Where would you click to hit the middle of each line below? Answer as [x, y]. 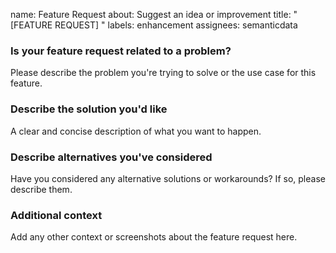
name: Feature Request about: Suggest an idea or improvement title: [151, 14]
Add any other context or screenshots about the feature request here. [154, 237]
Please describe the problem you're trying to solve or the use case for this [163, 73]
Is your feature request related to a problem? [121, 51]
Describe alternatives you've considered [111, 157]
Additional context [56, 215]
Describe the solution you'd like [89, 109]
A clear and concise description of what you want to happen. [136, 131]
